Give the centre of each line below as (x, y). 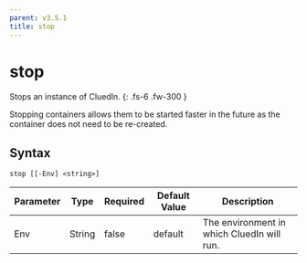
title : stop (32, 26)
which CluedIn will (242, 234)
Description (248, 202)
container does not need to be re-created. (89, 124)
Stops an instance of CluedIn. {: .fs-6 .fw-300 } (98, 97)
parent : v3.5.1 (38, 18)
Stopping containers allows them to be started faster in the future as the (145, 114)
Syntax (30, 153)
